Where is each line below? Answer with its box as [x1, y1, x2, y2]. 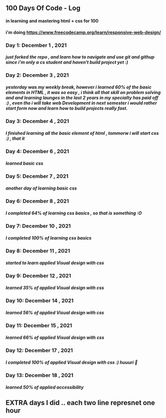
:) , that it [5, 135, 25, 141]
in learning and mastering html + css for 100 [5, 17, 99, 24]
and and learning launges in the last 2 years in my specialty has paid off [5, 95, 159, 101]
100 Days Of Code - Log [5, 4, 81, 12]
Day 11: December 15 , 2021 [5, 322, 73, 329]
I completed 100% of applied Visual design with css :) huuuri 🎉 [5, 359, 138, 365]
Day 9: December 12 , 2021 [5, 272, 71, 279]
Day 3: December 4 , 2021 [5, 118, 69, 125]
